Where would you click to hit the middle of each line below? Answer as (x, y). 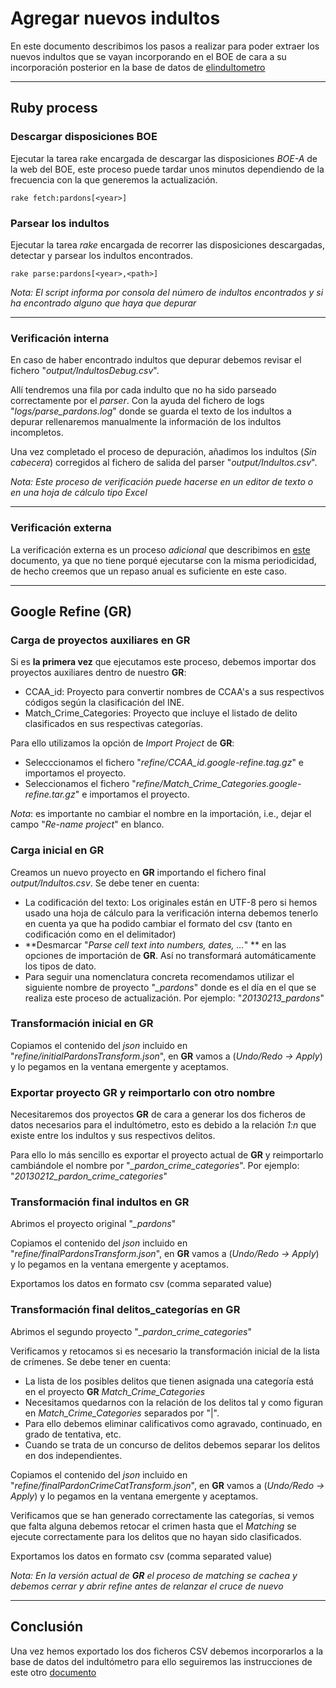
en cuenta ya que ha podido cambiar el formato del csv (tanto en (158, 923)
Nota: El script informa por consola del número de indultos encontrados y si (167, 292)
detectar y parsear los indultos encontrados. (102, 255)
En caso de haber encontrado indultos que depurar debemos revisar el (156, 360)
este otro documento (53, 1672)
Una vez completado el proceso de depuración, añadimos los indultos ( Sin (163, 452)
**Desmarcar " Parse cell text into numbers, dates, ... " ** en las (155, 944)
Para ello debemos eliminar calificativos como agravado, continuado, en (173, 1423)
